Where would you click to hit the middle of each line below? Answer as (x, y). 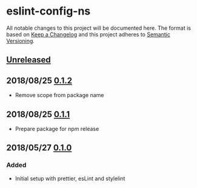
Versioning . (21, 41)
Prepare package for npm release (57, 129)
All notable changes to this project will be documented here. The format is (98, 28)
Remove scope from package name (59, 95)
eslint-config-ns (48, 11)
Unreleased (29, 60)
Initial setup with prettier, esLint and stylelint (70, 178)
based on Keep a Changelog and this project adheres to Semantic (88, 34)
